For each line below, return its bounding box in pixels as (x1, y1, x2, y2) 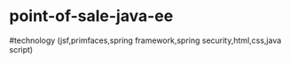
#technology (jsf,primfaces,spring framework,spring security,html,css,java (9, 35, 282, 45)
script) (9, 44, 34, 54)
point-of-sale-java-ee (9, 6, 174, 26)
